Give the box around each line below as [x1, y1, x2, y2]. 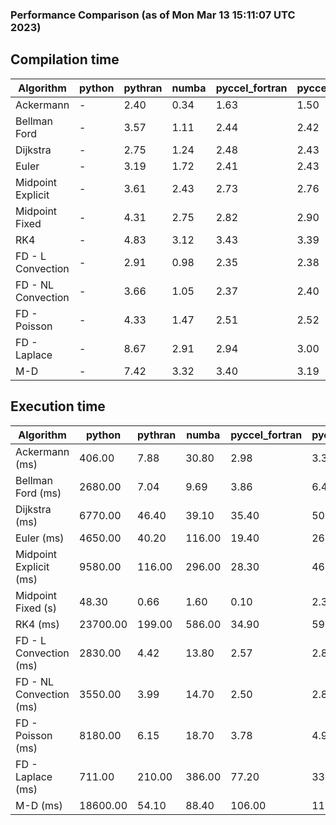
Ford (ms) [15, 486, 62, 500]
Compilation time [10, 51, 120, 68]
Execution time [10, 398, 106, 415]
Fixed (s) [15, 601, 58, 615]
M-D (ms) [15, 798, 63, 812]
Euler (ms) [15, 531, 65, 545]
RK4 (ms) [15, 617, 60, 631]
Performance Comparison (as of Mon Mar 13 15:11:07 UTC [10, 8, 296, 22]
